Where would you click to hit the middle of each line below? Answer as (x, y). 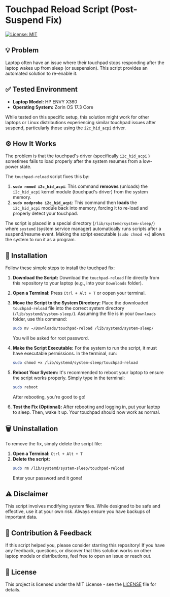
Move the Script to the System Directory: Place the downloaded (80, 303)
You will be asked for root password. (51, 338)
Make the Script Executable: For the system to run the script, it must (85, 348)
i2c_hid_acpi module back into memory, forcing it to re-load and (80, 208)
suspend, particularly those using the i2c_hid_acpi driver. (65, 128)
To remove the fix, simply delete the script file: (54, 443)
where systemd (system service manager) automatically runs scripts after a (83, 229)
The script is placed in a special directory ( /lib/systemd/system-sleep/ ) (80, 223)
